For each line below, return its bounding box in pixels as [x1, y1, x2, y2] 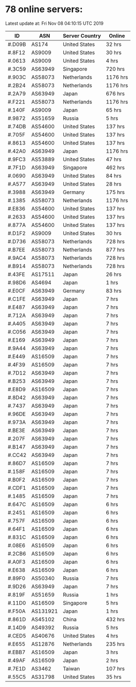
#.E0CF [8, 287, 26, 294]
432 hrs [106, 616, 125, 623]
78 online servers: [5, 4, 83, 15]
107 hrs [106, 665, 125, 672]
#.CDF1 [8, 484, 26, 491]
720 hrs [106, 65, 125, 72]
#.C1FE [8, 295, 26, 302]
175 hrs [106, 189, 125, 196]
